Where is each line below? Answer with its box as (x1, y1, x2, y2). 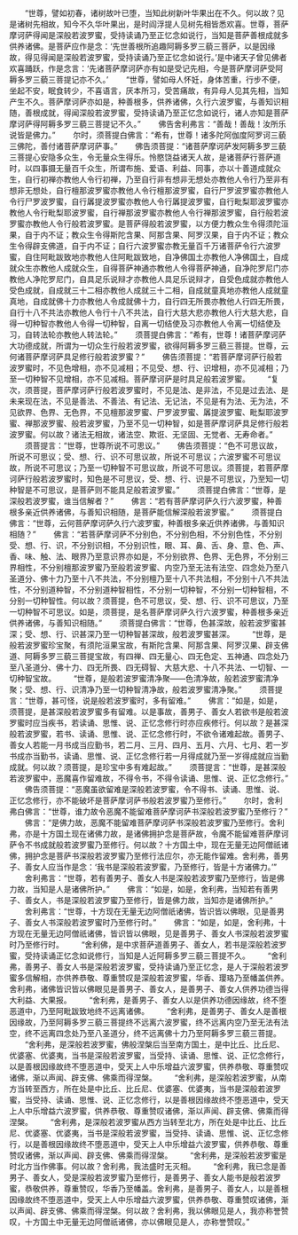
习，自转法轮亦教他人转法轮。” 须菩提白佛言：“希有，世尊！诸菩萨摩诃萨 (9, 329, 286, 340)
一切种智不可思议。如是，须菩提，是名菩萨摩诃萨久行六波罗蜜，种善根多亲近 (9, 607, 289, 617)
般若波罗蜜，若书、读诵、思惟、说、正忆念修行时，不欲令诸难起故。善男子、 (9, 728, 289, 739)
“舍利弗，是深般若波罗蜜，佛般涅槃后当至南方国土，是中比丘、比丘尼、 (24, 1039, 286, 1050)
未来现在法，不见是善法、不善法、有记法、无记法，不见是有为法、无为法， (9, 396, 281, 406)
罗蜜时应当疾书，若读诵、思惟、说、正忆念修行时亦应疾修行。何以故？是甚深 (9, 718, 289, 728)
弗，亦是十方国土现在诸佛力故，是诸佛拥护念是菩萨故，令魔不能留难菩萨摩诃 (9, 829, 289, 838)
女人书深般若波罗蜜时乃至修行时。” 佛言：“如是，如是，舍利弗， (32, 917, 279, 927)
